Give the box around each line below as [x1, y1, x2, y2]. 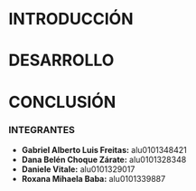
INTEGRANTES [8, 124, 76, 137]
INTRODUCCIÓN [8, 9, 134, 30]
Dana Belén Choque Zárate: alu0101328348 [21, 154, 187, 165]
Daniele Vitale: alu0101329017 [21, 163, 135, 175]
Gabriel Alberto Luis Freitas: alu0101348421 [21, 144, 187, 155]
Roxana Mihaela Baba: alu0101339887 [21, 173, 166, 184]
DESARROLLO [8, 50, 115, 71]
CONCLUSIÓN [8, 91, 117, 112]
